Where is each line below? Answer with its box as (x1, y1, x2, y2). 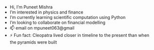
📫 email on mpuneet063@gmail (9, 25, 74, 31)
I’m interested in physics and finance (9, 9, 84, 15)
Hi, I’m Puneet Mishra (9, 4, 53, 10)
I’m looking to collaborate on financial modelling (9, 19, 106, 25)
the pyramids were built (9, 39, 57, 45)
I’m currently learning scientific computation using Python (9, 15, 126, 20)
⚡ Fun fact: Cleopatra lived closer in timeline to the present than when (9, 33, 150, 38)
